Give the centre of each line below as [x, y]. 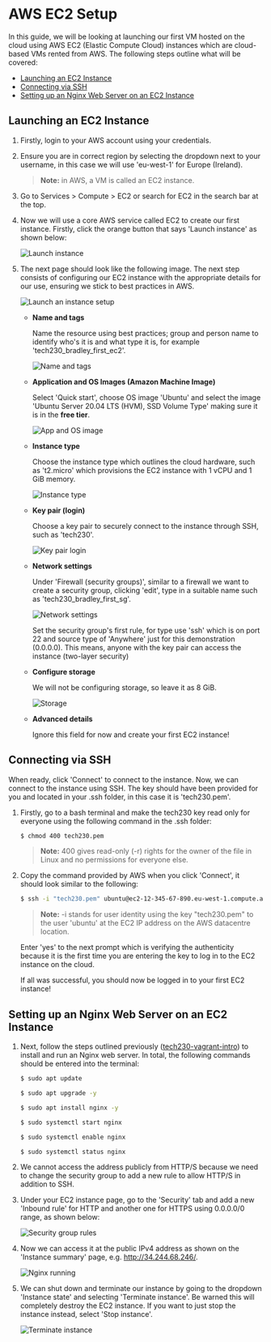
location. [55, 931]
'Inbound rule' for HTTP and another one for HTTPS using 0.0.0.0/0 [132, 1208]
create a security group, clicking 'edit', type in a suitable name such [145, 590]
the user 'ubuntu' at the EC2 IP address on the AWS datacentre [145, 923]
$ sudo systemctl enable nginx [73, 1137]
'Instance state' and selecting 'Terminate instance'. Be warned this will [137, 1297]
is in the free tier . [61, 415]
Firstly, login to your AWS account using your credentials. [116, 140]
